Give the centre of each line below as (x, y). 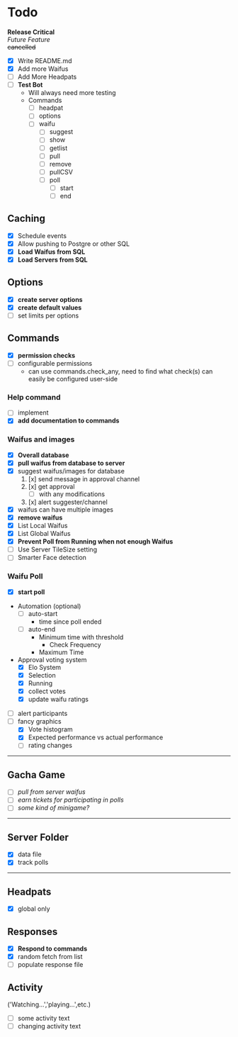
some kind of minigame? (53, 808)
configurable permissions (55, 363)
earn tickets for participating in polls (70, 800)
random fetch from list (50, 957)
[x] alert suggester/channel (68, 502)
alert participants (42, 714)
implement (33, 413)
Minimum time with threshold (81, 637)
